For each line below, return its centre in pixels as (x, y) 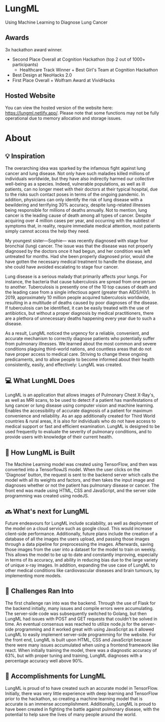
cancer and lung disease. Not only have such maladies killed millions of (78, 173)
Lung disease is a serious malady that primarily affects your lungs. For (76, 276)
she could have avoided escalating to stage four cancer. (62, 266)
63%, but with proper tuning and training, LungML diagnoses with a (74, 655)
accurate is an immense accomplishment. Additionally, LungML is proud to (81, 704)
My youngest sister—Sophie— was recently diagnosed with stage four (77, 240)
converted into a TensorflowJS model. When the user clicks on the (73, 470)
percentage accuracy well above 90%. (44, 661)
